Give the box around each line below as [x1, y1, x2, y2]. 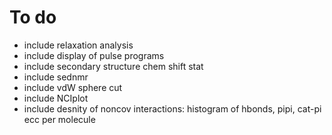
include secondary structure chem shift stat [23, 60, 204, 72]
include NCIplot [23, 92, 89, 104]
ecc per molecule [23, 113, 96, 125]
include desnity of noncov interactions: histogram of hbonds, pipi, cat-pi [23, 102, 322, 115]
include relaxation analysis [23, 39, 134, 51]
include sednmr [23, 71, 89, 83]
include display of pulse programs [23, 49, 165, 61]
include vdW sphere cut [23, 81, 123, 93]
